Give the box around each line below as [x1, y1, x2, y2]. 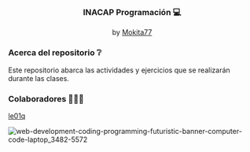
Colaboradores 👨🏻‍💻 [8, 93, 84, 104]
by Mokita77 [112, 28, 153, 37]
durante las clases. [8, 73, 69, 83]
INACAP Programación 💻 [83, 6, 182, 17]
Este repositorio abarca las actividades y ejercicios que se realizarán [8, 65, 230, 75]
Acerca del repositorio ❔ [8, 47, 102, 58]
